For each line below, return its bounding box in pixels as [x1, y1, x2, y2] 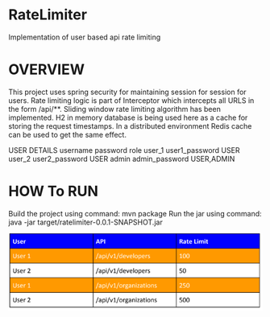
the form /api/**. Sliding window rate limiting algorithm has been [8, 104, 222, 113]
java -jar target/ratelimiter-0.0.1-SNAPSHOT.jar [8, 217, 163, 227]
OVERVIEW [8, 60, 85, 79]
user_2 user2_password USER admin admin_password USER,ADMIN [8, 154, 235, 163]
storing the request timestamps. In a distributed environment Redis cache [8, 121, 252, 130]
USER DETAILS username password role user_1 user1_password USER [8, 145, 240, 154]
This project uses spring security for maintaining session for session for [8, 87, 247, 97]
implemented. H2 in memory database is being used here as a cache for [8, 113, 248, 122]
